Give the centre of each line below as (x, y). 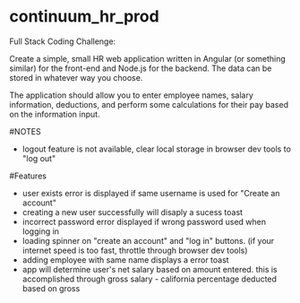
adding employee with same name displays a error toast (126, 260)
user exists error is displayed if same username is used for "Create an (151, 193)
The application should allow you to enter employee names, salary (131, 95)
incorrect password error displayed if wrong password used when (144, 221)
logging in (41, 231)
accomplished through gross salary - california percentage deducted (150, 279)
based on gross (51, 288)
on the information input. (55, 114)
